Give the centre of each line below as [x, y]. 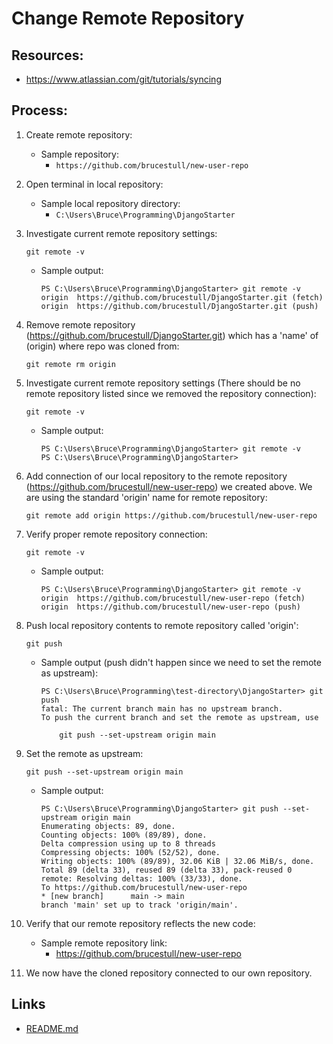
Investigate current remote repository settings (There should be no [163, 383]
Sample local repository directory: [110, 203]
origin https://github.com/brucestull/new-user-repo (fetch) [173, 598]
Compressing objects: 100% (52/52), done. [130, 852]
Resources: [47, 55]
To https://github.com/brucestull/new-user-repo [144, 887]
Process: [39, 110]
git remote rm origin [70, 364]
